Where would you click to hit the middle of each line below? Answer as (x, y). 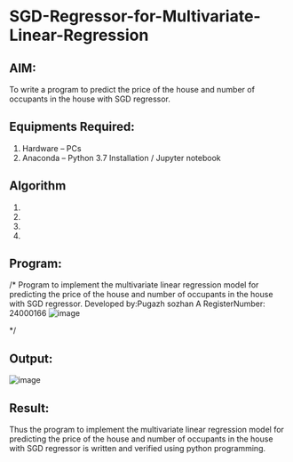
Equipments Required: (72, 127)
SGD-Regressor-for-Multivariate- (135, 16)
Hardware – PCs (51, 148)
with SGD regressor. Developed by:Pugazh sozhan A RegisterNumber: (138, 304)
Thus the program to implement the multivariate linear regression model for (146, 430)
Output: (31, 358)
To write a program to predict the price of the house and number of (132, 89)
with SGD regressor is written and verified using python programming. (138, 449)
